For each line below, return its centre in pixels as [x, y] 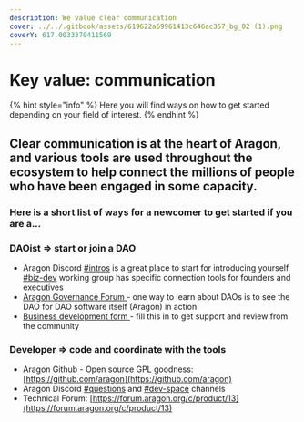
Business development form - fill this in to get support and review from [155, 316]
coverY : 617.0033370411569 [61, 35]
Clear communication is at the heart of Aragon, [146, 144]
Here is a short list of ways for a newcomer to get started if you [151, 212]
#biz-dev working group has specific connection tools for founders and [157, 277]
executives [43, 287]
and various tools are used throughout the [131, 157]
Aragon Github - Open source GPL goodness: [108, 369]
